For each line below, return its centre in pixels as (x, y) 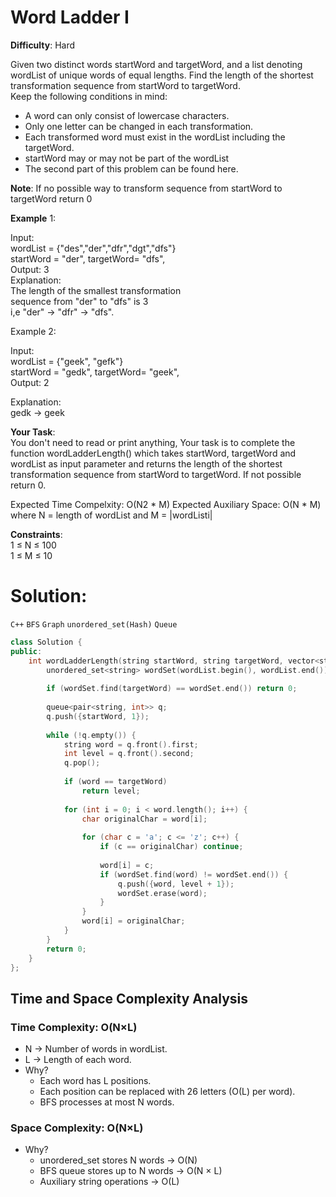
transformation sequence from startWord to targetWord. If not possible (156, 474)
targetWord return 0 (51, 198)
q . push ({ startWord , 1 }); (98, 716)
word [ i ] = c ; (127, 865)
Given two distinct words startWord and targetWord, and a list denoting (156, 64)
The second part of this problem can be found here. (131, 168)
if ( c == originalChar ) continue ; (171, 847)
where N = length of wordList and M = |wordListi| (111, 515)
